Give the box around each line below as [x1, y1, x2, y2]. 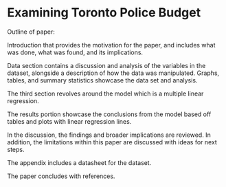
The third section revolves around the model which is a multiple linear [7, 89, 204, 98]
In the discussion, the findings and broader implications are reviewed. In [7, 131, 211, 139]
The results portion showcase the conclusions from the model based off [7, 110, 212, 118]
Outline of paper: [7, 27, 55, 36]
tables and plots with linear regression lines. [7, 117, 132, 125]
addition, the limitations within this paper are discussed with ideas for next [7, 137, 218, 146]
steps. [7, 145, 25, 153]
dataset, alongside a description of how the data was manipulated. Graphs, [7, 69, 220, 77]
